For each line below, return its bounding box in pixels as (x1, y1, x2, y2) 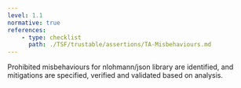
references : (7, 26, 46, 34)
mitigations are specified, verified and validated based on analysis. (7, 71, 224, 80)
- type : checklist (21, 33, 82, 42)
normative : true (7, 19, 60, 27)
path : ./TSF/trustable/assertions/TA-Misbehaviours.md (27, 41, 212, 49)
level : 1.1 (7, 11, 43, 20)
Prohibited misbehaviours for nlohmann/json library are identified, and (7, 62, 234, 71)
